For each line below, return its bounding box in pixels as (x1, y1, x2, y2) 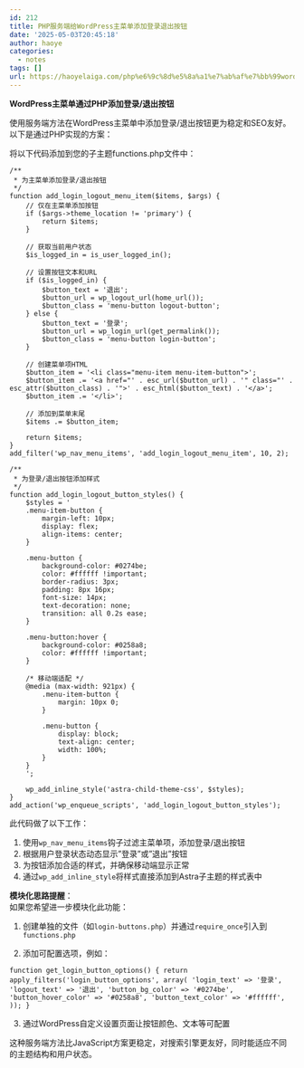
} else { (25, 309, 59, 318)
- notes (17, 55, 47, 64)
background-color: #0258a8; (42, 640, 147, 650)
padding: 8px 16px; (42, 585, 116, 594)
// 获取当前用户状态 (25, 242, 92, 252)
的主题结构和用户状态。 (9, 1048, 97, 1059)
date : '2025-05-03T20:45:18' (9, 30, 119, 39)
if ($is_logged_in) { (25, 275, 107, 285)
